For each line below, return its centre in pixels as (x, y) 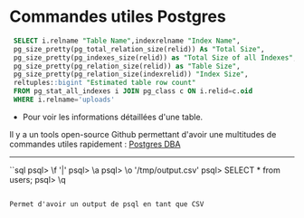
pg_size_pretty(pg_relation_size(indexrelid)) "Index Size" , (131, 74)
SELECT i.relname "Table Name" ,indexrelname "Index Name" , (127, 41)
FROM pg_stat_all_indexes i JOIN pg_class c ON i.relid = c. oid (133, 91)
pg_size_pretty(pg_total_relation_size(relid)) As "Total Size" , (139, 49)
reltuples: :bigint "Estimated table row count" (104, 83)
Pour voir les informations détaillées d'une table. (113, 117)
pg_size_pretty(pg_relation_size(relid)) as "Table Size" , (127, 66)
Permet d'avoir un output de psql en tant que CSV (107, 204)
